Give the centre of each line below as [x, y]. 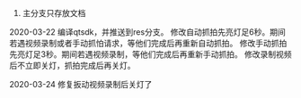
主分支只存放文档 [54, 13]
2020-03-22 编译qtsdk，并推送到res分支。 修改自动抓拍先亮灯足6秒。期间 [147, 32]
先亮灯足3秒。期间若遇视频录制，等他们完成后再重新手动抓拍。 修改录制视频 [150, 54]
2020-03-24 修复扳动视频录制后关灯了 [81, 84]
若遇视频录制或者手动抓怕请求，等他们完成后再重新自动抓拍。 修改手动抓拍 [148, 43]
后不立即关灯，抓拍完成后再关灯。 [72, 65]
